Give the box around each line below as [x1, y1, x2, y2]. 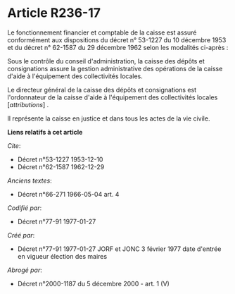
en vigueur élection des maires [17, 252, 108, 260]
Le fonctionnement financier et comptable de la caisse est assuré [7, 28, 197, 37]
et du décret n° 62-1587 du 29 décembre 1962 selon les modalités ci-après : [7, 43, 229, 51]
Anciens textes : [7, 176, 53, 185]
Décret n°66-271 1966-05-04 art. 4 [17, 190, 120, 198]
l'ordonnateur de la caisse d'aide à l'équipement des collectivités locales [7, 93, 218, 102]
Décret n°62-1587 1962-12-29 [17, 162, 105, 171]
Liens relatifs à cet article [7, 128, 83, 136]
